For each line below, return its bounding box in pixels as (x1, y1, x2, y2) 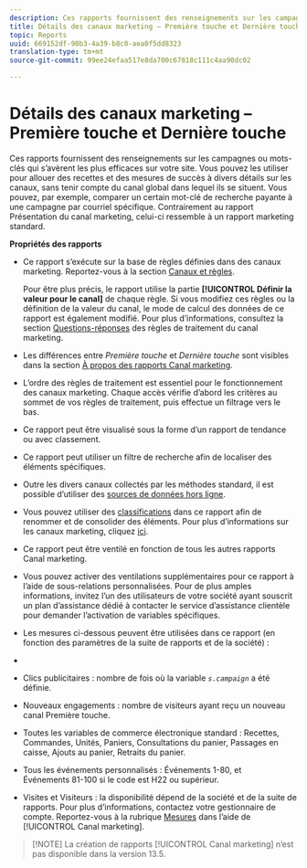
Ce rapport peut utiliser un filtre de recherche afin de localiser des (22, 451, 272, 462)
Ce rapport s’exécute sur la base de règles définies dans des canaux (22, 256, 281, 267)
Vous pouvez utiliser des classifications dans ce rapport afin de (22, 506, 262, 517)
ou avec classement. (22, 433, 101, 444)
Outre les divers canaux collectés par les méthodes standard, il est (22, 479, 274, 490)
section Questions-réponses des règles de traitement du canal (22, 322, 259, 333)
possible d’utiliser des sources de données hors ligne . (22, 488, 227, 499)
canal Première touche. (22, 709, 111, 720)
